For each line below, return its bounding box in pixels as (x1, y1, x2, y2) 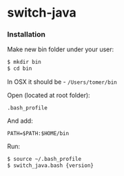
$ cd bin (7, 65, 32, 72)
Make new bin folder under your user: (7, 45, 114, 53)
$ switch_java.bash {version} (7, 162, 94, 169)
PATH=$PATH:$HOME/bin (7, 130, 70, 137)
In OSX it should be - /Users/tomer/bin (7, 78, 117, 86)
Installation (7, 30, 46, 39)
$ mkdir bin (7, 59, 41, 66)
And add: (7, 116, 33, 125)
